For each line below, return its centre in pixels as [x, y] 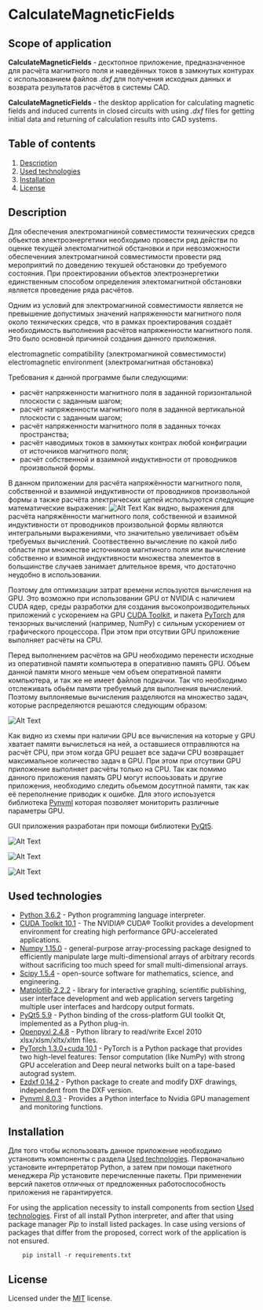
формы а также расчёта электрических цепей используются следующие [131, 499]
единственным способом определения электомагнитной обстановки [125, 281]
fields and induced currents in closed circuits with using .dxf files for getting [131, 111]
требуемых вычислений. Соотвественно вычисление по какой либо [122, 541]
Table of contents [52, 144]
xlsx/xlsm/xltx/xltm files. [58, 1040]
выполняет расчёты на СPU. [56, 640]
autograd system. [48, 1074]
